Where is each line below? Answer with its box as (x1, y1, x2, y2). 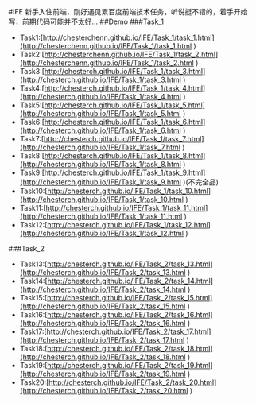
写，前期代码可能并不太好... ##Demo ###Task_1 (8, 17, 165, 26)
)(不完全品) (182, 177, 219, 187)
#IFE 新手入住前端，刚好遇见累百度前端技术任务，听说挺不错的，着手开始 (8, 7, 248, 16)
